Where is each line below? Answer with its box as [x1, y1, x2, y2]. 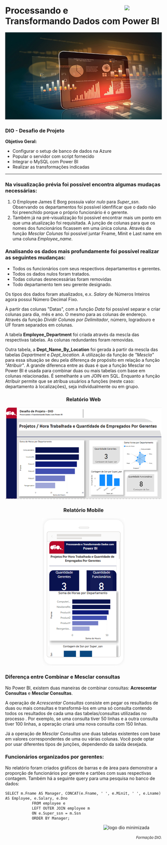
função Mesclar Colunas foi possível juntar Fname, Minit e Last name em [12, 230, 162, 236]
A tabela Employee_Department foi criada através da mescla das [5, 331, 139, 337]
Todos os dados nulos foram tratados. [12, 271, 90, 277]
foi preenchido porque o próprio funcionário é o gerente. [12, 209, 129, 215]
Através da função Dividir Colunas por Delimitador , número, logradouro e [5, 317, 155, 322]
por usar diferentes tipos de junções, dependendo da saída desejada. [5, 741, 148, 747]
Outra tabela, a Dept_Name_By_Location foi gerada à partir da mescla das [5, 346, 158, 352]
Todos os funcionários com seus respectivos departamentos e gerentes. [12, 265, 162, 271]
